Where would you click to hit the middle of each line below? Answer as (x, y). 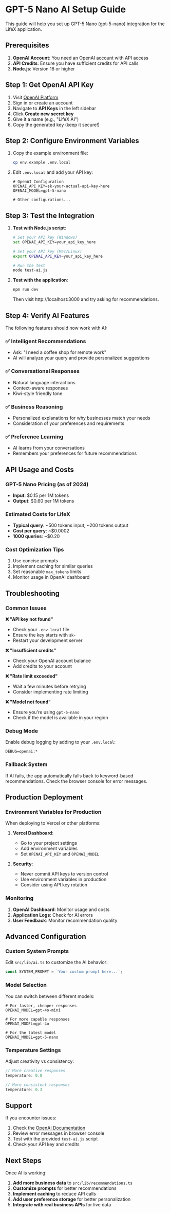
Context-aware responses (40, 388)
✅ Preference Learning (34, 437)
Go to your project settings (49, 843)
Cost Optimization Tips (35, 550)
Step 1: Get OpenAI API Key (50, 85)
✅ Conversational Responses (42, 371)
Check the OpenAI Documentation (49, 1128)
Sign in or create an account (43, 103)
